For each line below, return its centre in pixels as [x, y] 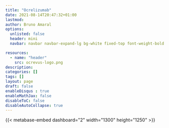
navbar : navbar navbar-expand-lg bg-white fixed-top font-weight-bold [87, 44]
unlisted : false [27, 34]
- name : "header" [29, 58]
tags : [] [15, 77]
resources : [17, 53]
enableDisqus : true [27, 91]
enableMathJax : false [29, 96]
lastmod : [15, 20]
